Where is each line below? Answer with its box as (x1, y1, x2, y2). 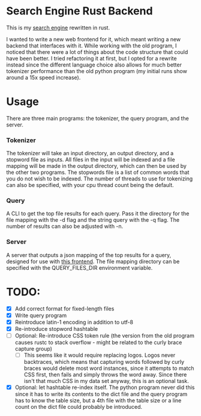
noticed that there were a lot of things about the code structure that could (6, 48, 188, 55)
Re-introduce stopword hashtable (14, 325, 98, 332)
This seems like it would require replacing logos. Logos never (23, 352, 176, 359)
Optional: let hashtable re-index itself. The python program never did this (14, 384, 195, 391)
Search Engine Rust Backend (6, 4, 153, 18)
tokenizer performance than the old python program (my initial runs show (6, 67, 187, 74)
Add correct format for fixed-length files (14, 305, 115, 312)
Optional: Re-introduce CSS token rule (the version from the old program (14, 331, 195, 339)
